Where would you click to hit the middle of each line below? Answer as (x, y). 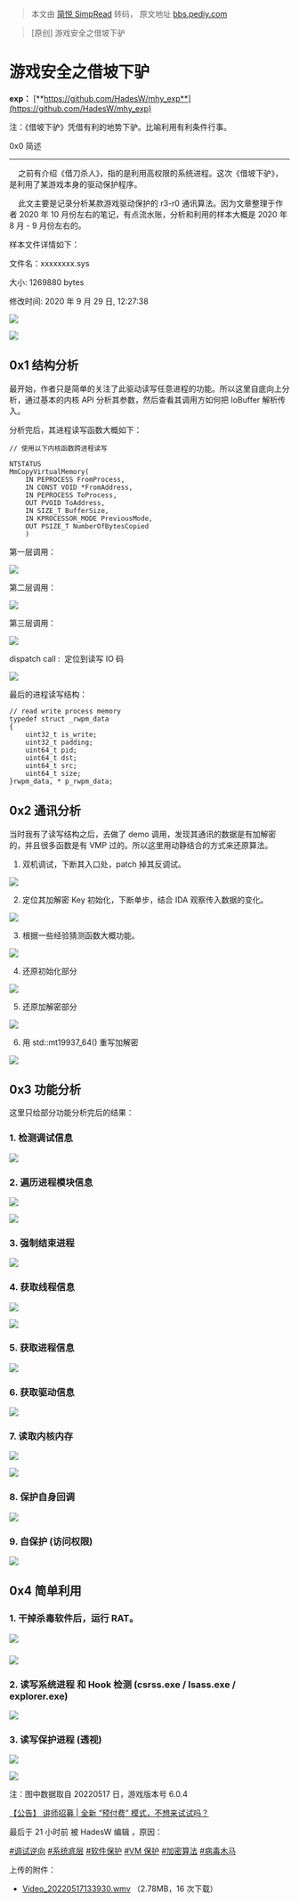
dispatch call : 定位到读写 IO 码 (67, 658)
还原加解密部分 (49, 1007)
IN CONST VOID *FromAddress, (79, 487)
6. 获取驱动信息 (42, 1392)
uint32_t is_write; (61, 734)
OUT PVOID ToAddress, (65, 502)
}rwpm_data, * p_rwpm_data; (61, 781)
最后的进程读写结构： (48, 694)
